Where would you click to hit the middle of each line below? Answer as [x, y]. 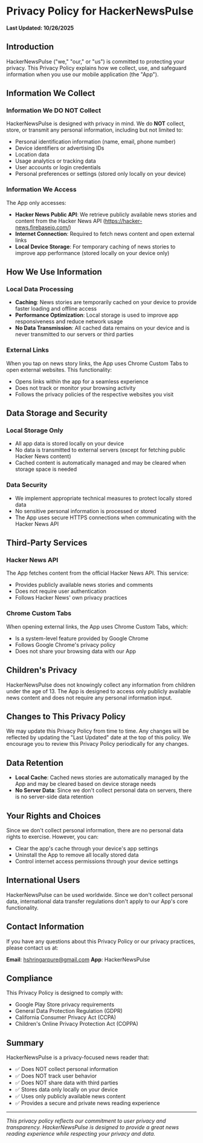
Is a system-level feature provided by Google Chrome [82, 638]
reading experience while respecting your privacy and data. [81, 1134]
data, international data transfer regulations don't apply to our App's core [97, 901]
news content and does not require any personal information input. [89, 698]
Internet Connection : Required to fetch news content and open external [105, 233]
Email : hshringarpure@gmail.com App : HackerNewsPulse [78, 959]
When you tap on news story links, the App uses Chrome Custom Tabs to [97, 363]
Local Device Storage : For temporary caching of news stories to [95, 247]
